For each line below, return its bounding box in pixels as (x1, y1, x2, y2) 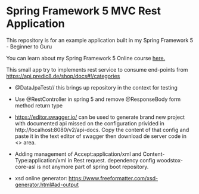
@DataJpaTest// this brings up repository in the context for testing (14, 84, 178, 91)
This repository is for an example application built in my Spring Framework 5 (6, 36, 194, 44)
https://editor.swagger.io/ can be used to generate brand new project (14, 113, 185, 121)
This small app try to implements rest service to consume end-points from (6, 66, 188, 73)
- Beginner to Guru (6, 43, 52, 50)
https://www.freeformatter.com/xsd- (68, 174, 158, 181)
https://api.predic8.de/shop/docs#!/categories (6, 72, 120, 79)
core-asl (14, 163, 36, 170)
